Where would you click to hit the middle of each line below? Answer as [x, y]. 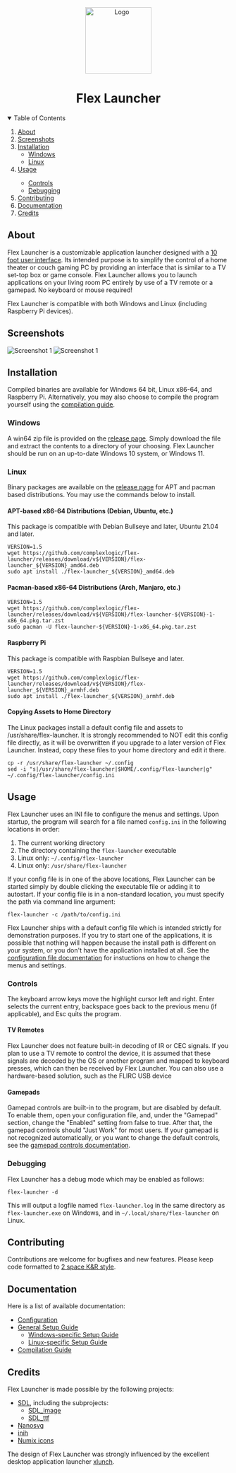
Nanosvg [31, 1426]
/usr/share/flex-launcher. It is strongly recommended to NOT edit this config [118, 735]
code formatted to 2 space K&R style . [62, 1267]
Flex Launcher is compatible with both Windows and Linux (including [107, 303]
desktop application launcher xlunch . [61, 1462]
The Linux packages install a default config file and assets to [95, 727]
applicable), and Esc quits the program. [64, 1013]
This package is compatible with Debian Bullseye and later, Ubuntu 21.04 [113, 527]
